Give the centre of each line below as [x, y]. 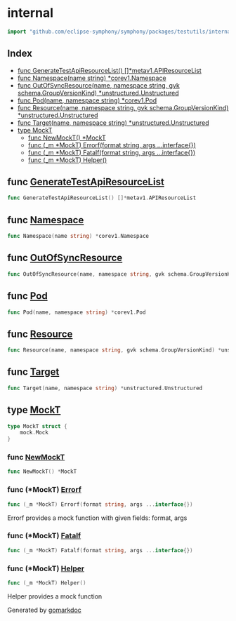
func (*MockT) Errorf [45, 490]
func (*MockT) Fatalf [44, 536]
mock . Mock [34, 433]
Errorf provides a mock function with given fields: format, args [97, 518]
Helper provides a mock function [55, 596]
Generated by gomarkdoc [45, 610]
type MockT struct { [38, 426]
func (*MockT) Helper [46, 568]
